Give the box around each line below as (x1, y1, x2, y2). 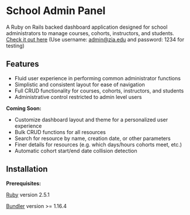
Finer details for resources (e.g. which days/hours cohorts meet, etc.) (14, 141, 182, 148)
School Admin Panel (6, 4, 106, 18)
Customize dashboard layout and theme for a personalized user (14, 116, 168, 123)
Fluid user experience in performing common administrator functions (14, 74, 181, 81)
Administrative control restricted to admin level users (14, 93, 142, 100)
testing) (6, 42, 25, 49)
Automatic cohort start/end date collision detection (14, 147, 137, 154)
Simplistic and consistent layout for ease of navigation (14, 81, 145, 88)
